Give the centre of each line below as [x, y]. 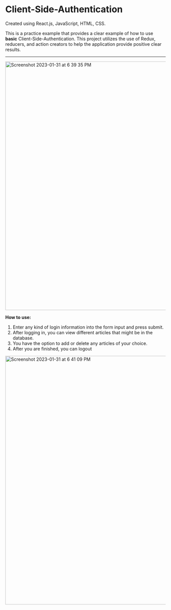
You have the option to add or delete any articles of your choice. [80, 343]
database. [23, 338]
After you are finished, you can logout [52, 348]
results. [13, 49]
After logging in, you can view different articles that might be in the [83, 332]
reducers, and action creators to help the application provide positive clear [83, 44]
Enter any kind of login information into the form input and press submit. [88, 327]
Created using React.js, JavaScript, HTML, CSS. [55, 23]
